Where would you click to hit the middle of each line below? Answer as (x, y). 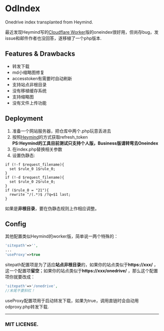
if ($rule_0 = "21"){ (27, 190)
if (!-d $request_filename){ (35, 177)
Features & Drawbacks (40, 54)
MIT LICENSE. (22, 324)
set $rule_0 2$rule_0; (32, 182)
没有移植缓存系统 (29, 90)
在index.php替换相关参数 (37, 149)
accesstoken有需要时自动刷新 (42, 78)
